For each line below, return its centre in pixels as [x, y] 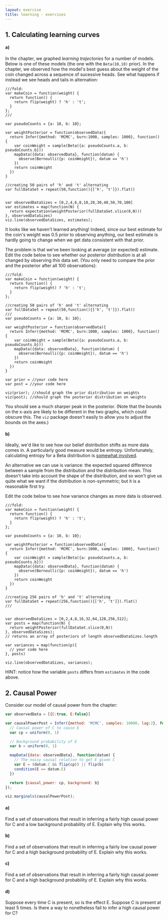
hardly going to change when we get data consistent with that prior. [75, 240]
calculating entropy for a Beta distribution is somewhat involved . [71, 456]
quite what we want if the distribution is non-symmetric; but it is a [73, 481]
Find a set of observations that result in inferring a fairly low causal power [81, 847]
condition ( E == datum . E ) [40, 769]
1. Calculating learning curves [52, 35]
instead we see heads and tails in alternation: [52, 80]
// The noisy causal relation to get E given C [64, 760]
